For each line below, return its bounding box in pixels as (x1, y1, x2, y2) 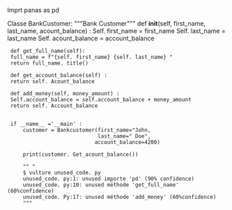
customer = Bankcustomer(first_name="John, (22, 127, 151, 134)
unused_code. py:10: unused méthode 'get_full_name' (22, 181, 179, 188)
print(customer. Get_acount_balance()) (22, 151, 139, 158)
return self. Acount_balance (10, 78, 95, 85)
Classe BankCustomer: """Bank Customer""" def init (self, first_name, (7, 19, 206, 27)
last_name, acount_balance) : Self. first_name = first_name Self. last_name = (7, 27, 226, 35)
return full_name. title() (10, 60, 89, 67)
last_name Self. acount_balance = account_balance (7, 34, 155, 42)
